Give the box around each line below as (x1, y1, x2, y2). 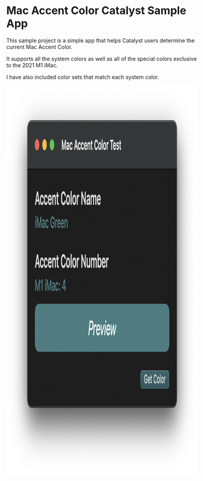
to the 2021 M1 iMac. (6, 62, 58, 69)
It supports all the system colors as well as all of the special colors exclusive (6, 55, 198, 62)
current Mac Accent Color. (6, 43, 73, 51)
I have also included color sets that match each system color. (6, 73, 160, 80)
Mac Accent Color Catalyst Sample (6, 4, 187, 18)
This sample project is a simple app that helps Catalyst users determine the (6, 37, 195, 44)
